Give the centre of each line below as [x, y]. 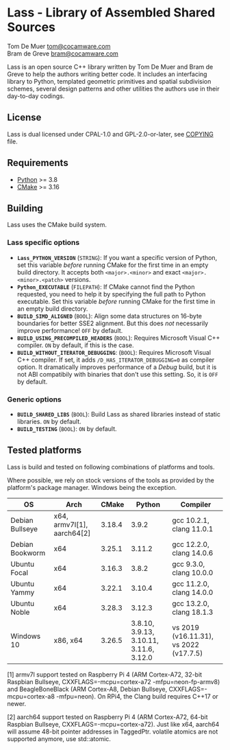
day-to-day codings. [36, 96]
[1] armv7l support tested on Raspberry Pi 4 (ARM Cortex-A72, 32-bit [105, 675]
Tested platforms [44, 450]
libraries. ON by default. [49, 421]
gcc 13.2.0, [191, 603]
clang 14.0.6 [193, 552]
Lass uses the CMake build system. [57, 225]
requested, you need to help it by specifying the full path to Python [111, 294]
